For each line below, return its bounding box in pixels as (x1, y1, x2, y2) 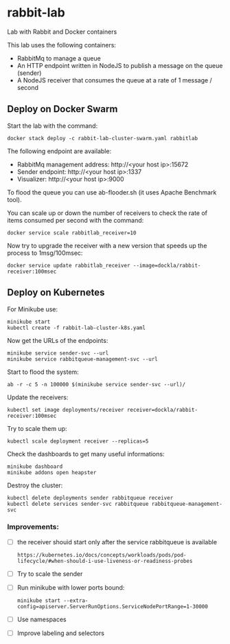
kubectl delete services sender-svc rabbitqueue (7, 500, 149, 507)
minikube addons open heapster (7, 469, 97, 476)
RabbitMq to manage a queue (16, 54, 101, 63)
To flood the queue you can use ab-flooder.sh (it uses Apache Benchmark (7, 188, 217, 197)
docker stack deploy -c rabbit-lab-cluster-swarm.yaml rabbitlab (7, 135, 198, 142)
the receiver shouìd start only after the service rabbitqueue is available (16, 537, 218, 546)
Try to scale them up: (7, 424, 67, 432)
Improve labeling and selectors (16, 629, 105, 637)
